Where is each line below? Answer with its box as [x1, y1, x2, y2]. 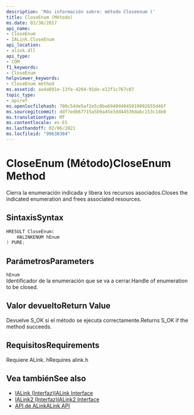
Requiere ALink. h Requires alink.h [6, 356, 89, 363]
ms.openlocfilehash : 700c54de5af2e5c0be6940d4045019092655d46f [6, 103, 167, 109]
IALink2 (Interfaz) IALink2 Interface [14, 395, 100, 403]
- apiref [6, 97, 28, 103]
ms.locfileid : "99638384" [6, 131, 70, 137]
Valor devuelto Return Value [6, 301, 111, 311]
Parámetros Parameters [6, 256, 95, 266]
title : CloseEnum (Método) [6, 14, 73, 20]
